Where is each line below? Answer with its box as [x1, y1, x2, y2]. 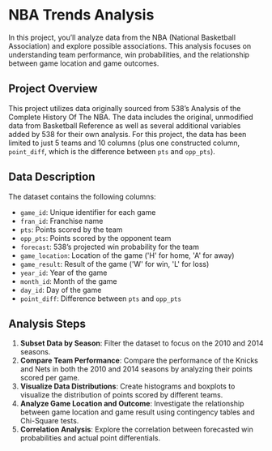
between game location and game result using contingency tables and [19, 407, 255, 417]
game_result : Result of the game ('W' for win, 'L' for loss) [19, 259, 210, 268]
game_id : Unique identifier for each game [19, 207, 156, 217]
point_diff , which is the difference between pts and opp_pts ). [8, 146, 216, 156]
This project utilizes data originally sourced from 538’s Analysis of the [8, 103, 241, 113]
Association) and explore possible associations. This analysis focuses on [8, 41, 252, 50]
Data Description [8, 170, 96, 184]
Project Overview [8, 82, 98, 96]
